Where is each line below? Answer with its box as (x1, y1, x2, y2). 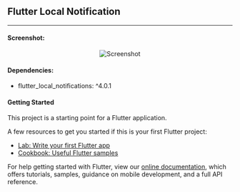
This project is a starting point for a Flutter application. (7, 114, 167, 122)
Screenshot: (7, 33, 45, 42)
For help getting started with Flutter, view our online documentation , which (7, 163, 227, 171)
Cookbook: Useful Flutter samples (17, 149, 119, 157)
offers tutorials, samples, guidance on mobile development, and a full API (7, 170, 223, 178)
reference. (7, 178, 38, 186)
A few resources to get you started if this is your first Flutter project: (7, 127, 207, 136)
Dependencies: (7, 65, 54, 74)
